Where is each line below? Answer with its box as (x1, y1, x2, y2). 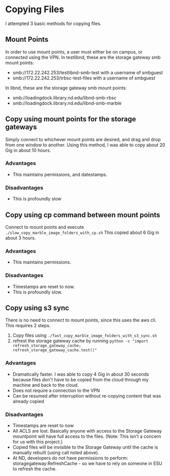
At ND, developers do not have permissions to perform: (12, 455, 128, 461)
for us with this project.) (12, 438, 63, 444)
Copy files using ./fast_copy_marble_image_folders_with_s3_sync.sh (12, 332, 157, 338)
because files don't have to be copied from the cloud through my (12, 376, 149, 383)
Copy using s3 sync (5, 303, 70, 312)
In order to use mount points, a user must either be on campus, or (5, 48, 143, 55)
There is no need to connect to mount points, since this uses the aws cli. (5, 317, 157, 323)
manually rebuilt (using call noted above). (12, 449, 99, 456)
